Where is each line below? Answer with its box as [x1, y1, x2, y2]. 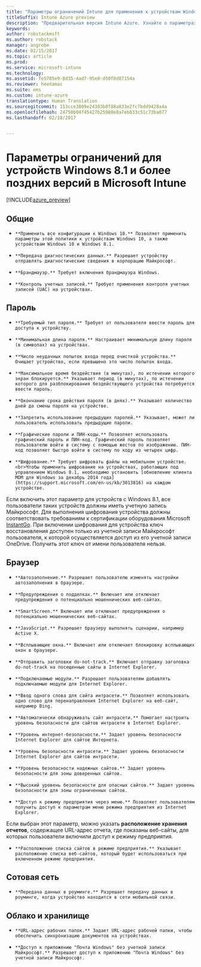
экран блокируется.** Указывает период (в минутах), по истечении [14, 375, 184, 381]
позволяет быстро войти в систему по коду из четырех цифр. [26, 447, 179, 453]
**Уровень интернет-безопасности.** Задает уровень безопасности [14, 731, 181, 737]
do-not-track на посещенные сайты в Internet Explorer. [14, 664, 157, 670]
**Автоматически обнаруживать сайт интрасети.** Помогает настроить [14, 715, 190, 721]
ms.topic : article [6, 53, 52, 59]
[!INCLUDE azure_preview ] [6, 196, 71, 204]
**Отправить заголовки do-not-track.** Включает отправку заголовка [14, 659, 190, 665]
